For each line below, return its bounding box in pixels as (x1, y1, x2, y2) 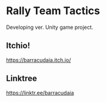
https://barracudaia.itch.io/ (6, 56, 71, 63)
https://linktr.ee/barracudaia (6, 89, 74, 96)
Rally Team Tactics (6, 4, 100, 18)
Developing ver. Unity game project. (6, 24, 94, 31)
